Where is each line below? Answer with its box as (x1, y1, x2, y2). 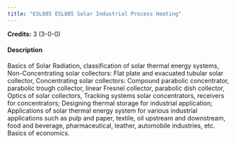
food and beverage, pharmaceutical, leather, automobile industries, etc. (7, 121, 216, 130)
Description (7, 46, 43, 54)
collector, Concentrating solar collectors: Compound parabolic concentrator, (7, 76, 230, 85)
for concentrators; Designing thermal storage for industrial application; (7, 99, 213, 107)
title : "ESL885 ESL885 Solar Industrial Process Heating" (7, 10, 182, 18)
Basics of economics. (7, 128, 70, 137)
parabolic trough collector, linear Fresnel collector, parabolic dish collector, (7, 84, 225, 92)
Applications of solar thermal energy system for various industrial (7, 106, 198, 115)
